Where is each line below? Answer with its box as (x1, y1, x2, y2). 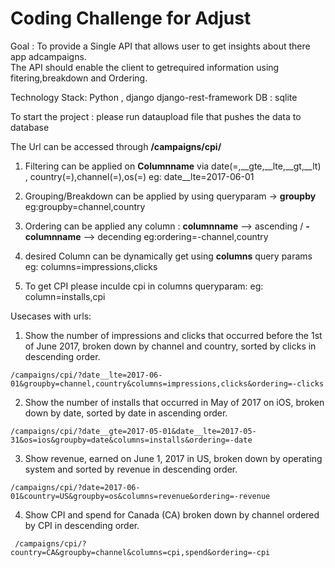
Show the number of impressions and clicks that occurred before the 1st (24, 329, 323, 341)
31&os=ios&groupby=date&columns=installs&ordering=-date (10, 435, 253, 445)
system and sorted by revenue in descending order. (24, 463, 238, 475)
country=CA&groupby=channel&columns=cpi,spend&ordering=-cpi (10, 547, 271, 557)
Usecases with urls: (10, 310, 92, 322)
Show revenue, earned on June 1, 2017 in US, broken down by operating (24, 452, 323, 464)
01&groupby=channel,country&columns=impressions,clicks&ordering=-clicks (10, 378, 325, 389)
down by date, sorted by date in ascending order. (24, 407, 228, 419)
